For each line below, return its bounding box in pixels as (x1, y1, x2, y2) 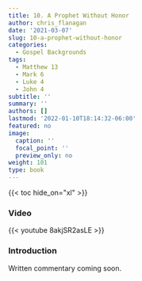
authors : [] (8, 108, 48, 116)
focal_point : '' (15, 144, 69, 152)
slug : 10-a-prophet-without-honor (8, 33, 123, 42)
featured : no (8, 122, 52, 130)
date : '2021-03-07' (8, 26, 73, 34)
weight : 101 (8, 159, 48, 167)
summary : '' (8, 100, 48, 108)
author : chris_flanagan (8, 19, 87, 27)
